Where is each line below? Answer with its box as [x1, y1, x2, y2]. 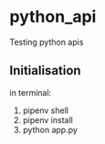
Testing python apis [9, 36, 84, 47]
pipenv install [22, 114, 73, 125]
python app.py [22, 124, 78, 135]
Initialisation [9, 63, 81, 78]
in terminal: [9, 87, 52, 98]
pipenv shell [22, 105, 68, 116]
